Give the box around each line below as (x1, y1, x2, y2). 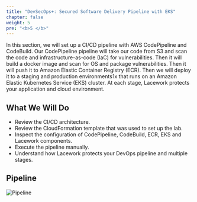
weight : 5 (6, 20, 31, 25)
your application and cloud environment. (6, 85, 105, 92)
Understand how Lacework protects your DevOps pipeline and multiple (14, 150, 188, 157)
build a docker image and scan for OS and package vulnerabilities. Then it (6, 60, 186, 68)
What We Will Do (6, 102, 69, 113)
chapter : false (6, 14, 44, 20)
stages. (14, 156, 33, 163)
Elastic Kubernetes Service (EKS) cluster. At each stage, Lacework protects (6, 79, 190, 86)
